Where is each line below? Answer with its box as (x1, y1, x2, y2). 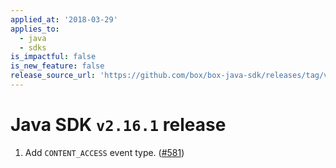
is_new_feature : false (10, 61, 105, 71)
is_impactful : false (10, 52, 97, 62)
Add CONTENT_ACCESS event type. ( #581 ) (24, 146, 185, 158)
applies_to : (10, 24, 60, 34)
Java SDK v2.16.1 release (10, 114, 227, 136)
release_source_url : (10, 71, 97, 81)
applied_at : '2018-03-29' (10, 14, 118, 25)
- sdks (19, 42, 47, 53)
